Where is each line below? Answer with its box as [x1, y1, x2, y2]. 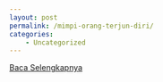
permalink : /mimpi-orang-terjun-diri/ [9, 21, 154, 30]
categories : [9, 29, 54, 38]
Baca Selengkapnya [9, 62, 83, 73]
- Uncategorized [25, 37, 87, 47]
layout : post [9, 12, 58, 22]
